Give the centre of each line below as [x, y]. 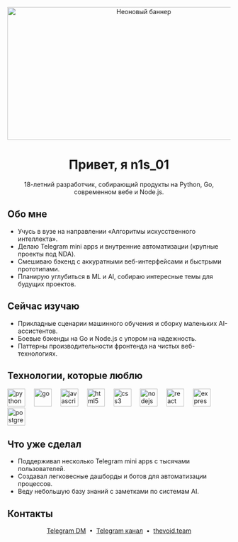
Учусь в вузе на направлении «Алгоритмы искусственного [107, 231]
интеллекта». [38, 239]
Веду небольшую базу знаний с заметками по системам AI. [108, 492]
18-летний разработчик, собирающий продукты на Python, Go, [119, 184]
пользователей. [41, 469]
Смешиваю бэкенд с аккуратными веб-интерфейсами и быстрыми [119, 261]
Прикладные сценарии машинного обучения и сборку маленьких [117, 323]
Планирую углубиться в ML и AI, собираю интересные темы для [115, 276]
